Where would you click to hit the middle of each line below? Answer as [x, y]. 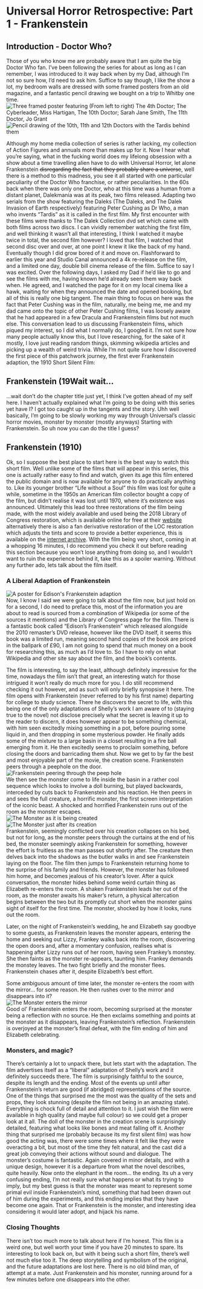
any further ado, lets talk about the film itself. [62, 565]
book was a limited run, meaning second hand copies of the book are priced [101, 639]
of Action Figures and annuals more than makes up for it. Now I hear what [98, 150]
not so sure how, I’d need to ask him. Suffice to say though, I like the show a [101, 80]
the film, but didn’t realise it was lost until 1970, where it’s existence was [96, 501]
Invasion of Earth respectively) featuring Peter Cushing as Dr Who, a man [98, 208]
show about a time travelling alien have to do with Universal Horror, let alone [101, 163]
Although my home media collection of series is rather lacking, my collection [101, 143]
